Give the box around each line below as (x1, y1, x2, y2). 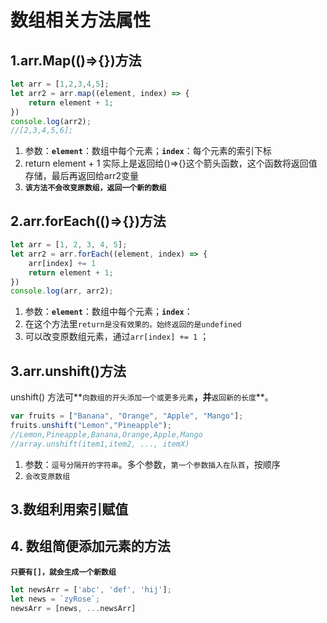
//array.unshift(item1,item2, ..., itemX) (10, 439, 190, 449)
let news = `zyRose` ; (10, 594, 101, 604)
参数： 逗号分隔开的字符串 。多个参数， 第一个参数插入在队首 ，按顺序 (24, 458, 281, 470)
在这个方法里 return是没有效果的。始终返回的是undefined (24, 318, 242, 330)
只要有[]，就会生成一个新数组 (10, 567, 117, 577)
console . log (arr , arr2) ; (10, 286, 114, 296)
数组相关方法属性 (10, 9, 152, 32)
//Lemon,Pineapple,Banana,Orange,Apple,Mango (10, 429, 203, 440)
